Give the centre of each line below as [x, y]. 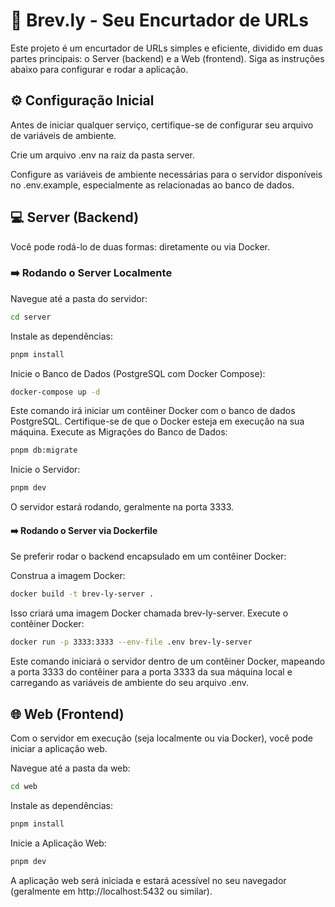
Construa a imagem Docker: [68, 576]
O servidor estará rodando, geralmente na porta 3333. [122, 507]
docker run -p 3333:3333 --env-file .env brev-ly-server [131, 642]
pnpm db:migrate [44, 450]
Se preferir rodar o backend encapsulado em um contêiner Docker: [148, 556]
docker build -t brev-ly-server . [82, 594]
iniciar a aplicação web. [59, 748]
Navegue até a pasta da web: [70, 768]
